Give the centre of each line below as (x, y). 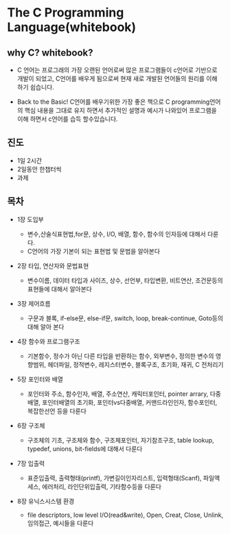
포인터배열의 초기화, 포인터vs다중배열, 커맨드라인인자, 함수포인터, (130, 402)
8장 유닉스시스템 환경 (46, 501)
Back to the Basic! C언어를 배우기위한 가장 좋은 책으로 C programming (113, 102)
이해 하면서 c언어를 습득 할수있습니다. (67, 119)
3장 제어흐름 (34, 303)
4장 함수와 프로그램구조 (48, 341)
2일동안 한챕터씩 (39, 169)
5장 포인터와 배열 (40, 379)
